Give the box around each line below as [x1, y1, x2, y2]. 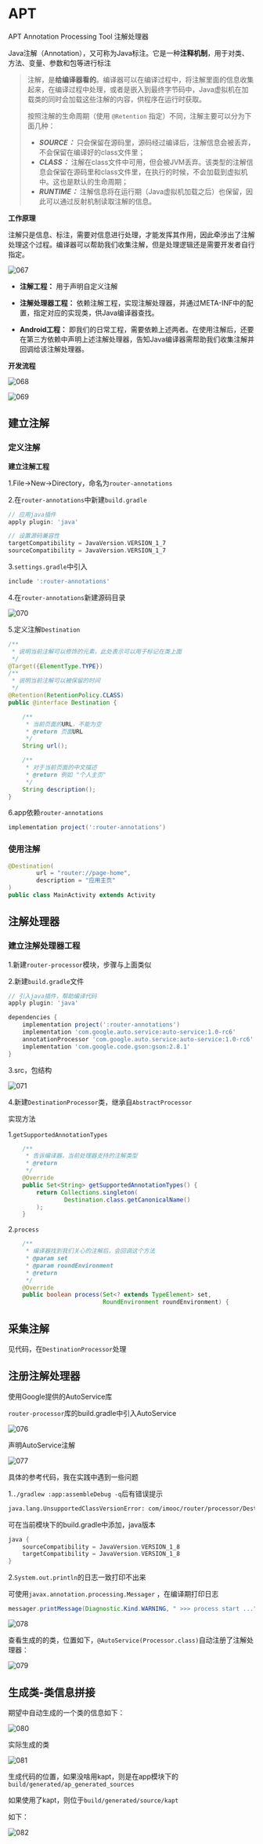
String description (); [22, 785, 96, 793]
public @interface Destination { [8, 698, 117, 707]
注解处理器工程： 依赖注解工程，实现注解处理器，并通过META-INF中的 [19, 298, 247, 307]
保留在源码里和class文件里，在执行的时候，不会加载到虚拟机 [52, 166, 248, 177]
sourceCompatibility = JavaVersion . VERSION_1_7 [8, 547, 167, 554]
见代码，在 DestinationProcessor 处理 [8, 1345, 127, 1354]
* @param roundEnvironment [25, 1261, 113, 1269]
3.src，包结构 [8, 1065, 52, 1074]
